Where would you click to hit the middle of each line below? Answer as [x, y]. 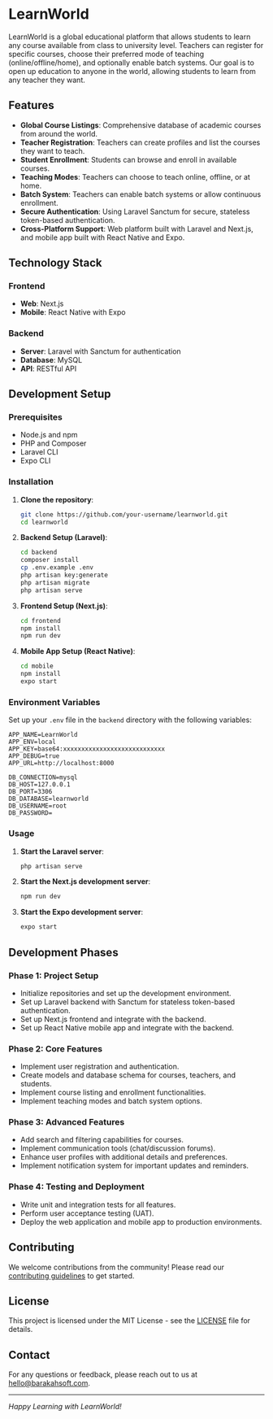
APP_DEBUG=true [34, 756]
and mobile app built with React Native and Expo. [102, 237]
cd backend [39, 553]
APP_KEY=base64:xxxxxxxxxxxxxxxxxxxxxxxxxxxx [87, 749]
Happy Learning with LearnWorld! [65, 1407]
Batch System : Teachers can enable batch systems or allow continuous [141, 194]
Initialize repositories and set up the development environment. [126, 993]
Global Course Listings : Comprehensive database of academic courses [141, 125]
